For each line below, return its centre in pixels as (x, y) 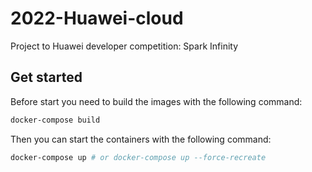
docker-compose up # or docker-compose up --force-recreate (138, 157)
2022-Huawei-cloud (97, 18)
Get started (46, 77)
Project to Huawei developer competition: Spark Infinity (124, 46)
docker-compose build (55, 120)
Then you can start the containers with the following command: (141, 139)
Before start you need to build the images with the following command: (156, 101)
